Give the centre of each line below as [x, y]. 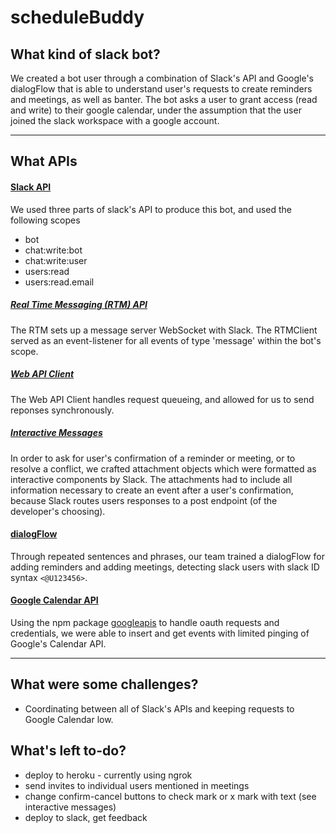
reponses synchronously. [62, 410]
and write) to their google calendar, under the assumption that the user [156, 110]
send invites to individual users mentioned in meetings [137, 785]
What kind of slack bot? [85, 54]
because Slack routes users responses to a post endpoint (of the [144, 500]
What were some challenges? [104, 684]
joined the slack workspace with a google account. [115, 120]
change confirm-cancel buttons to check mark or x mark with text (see [170, 796]
